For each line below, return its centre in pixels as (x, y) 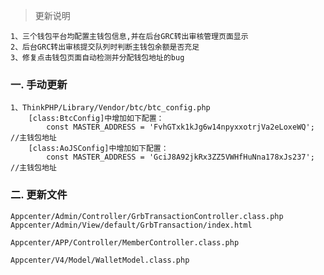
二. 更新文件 (39, 195)
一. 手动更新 (39, 84)
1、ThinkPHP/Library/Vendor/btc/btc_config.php (110, 108)
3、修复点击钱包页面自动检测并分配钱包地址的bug (97, 58)
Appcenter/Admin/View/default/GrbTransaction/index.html (131, 225)
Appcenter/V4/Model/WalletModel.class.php (100, 260)
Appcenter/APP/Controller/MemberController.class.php (125, 242)
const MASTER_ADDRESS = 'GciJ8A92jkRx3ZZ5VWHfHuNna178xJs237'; (180, 157)
